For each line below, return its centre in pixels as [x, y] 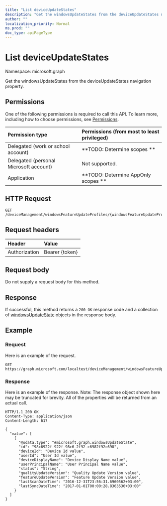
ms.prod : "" [17, 28]
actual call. [16, 403]
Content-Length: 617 [27, 421]
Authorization [23, 252]
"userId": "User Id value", [47, 455]
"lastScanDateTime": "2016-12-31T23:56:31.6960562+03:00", [81, 482]
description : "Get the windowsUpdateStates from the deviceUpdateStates [82, 14]
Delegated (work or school [39, 146]
